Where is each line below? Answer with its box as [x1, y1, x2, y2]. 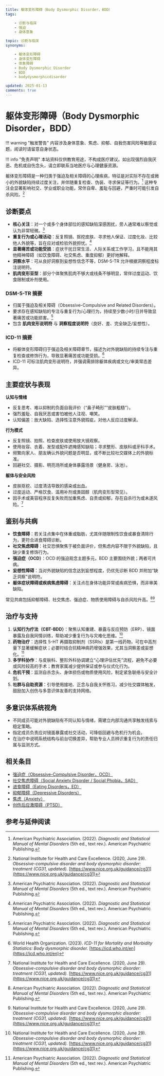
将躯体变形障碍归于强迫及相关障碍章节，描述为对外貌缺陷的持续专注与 [12, 346, 154, 352]
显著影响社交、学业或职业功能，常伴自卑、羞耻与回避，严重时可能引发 [14, 185, 155, 191]
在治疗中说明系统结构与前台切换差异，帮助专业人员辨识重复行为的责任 [12, 736, 154, 741]
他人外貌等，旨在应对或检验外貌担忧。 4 [12, 239, 92, 246]
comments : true [5, 88, 36, 93]
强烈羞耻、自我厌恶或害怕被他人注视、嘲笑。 [12, 410, 103, 416]
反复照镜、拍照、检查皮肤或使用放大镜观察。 [12, 437, 103, 443]
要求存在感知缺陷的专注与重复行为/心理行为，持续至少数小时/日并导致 [12, 308, 152, 314]
